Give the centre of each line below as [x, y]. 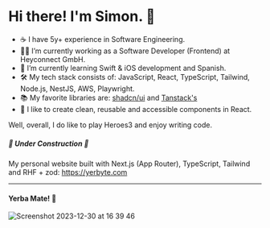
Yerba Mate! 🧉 [33, 198]
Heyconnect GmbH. [53, 59]
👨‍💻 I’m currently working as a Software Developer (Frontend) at [125, 51]
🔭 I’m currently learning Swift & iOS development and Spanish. [123, 68]
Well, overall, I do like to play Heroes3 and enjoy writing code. [110, 125]
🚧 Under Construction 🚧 [49, 143]
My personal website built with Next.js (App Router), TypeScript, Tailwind [129, 164]
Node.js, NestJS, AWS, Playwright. [77, 89]
